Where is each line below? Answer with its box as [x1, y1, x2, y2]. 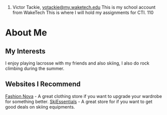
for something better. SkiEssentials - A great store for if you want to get [5, 98, 153, 104]
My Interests [5, 47, 46, 55]
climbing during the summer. [5, 65, 64, 71]
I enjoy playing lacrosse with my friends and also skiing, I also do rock [5, 60, 149, 66]
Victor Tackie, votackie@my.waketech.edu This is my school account [12, 4, 156, 10]
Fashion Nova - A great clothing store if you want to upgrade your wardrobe [5, 93, 162, 99]
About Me [5, 27, 47, 38]
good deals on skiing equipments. [5, 103, 75, 109]
